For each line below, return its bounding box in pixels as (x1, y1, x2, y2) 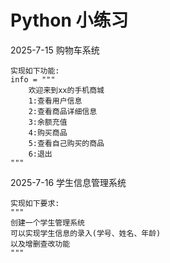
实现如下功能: (10, 66, 60, 76)
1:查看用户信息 (28, 96, 83, 106)
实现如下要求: (10, 198, 60, 208)
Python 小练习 (10, 9, 129, 32)
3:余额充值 (28, 117, 68, 127)
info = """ (10, 74, 56, 85)
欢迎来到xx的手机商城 (28, 85, 105, 95)
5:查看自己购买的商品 (28, 138, 105, 148)
